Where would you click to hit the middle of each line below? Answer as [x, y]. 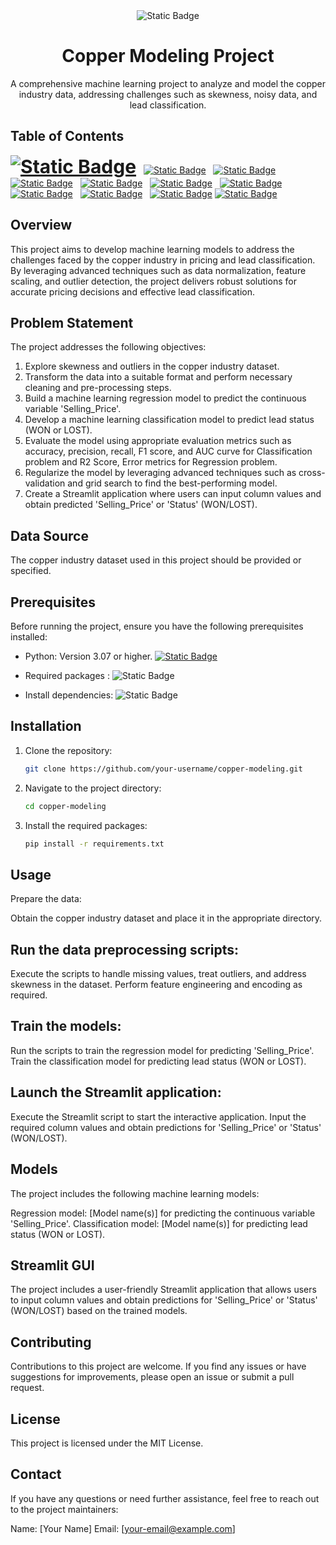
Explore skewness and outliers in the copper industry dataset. [152, 366]
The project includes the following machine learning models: [135, 1193]
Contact [36, 1474]
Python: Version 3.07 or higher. [88, 656]
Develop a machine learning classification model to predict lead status [169, 420]
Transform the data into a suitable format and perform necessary [158, 377]
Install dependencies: [69, 695]
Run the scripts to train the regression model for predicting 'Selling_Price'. [162, 1050]
